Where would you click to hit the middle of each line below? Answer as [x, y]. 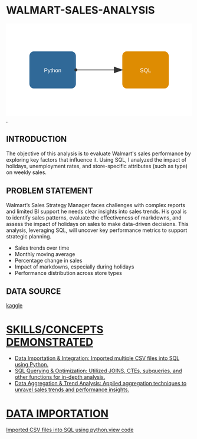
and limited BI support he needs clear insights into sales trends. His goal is [96, 211]
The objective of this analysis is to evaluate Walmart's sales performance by [98, 153]
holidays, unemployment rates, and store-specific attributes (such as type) [97, 166]
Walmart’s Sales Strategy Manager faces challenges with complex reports [96, 205]
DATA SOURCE [34, 291]
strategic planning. [29, 236]
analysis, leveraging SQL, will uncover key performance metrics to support [97, 230]
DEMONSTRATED [50, 342]
